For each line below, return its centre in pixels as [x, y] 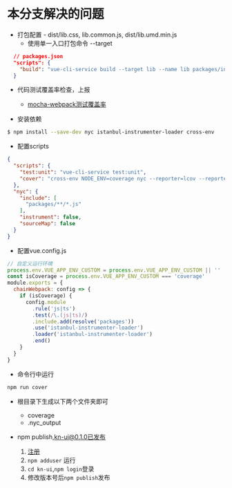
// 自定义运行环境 [30, 263]
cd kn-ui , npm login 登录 [61, 469]
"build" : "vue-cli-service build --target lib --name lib [105, 69]
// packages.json [38, 56]
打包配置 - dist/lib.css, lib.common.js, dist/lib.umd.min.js [97, 35]
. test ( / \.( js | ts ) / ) [60, 315]
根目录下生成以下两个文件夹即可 [62, 401]
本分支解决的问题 [56, 14]
